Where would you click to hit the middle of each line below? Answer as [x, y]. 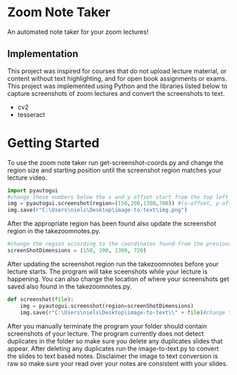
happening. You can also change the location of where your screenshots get [118, 278]
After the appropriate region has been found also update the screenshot [112, 223]
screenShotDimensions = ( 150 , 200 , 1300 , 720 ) [77, 251]
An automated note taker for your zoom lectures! [78, 32]
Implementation [43, 54]
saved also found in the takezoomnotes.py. [69, 286]
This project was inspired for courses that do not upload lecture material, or [117, 70]
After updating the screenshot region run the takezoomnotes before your [113, 264]
